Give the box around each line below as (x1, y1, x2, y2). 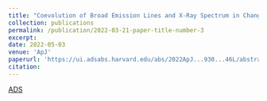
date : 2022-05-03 (8, 41, 66, 49)
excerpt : (8, 33, 37, 42)
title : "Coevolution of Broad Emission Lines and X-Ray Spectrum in (8, 11, 240, 20)
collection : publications (8, 19, 94, 27)
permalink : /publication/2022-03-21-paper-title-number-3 (8, 26, 204, 34)
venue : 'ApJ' (8, 48, 52, 56)
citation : (8, 63, 41, 71)
